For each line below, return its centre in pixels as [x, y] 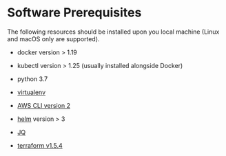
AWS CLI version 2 [44, 105]
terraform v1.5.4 [40, 145]
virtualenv [31, 92]
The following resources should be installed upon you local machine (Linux [113, 32]
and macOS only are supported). [53, 38]
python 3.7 [32, 79]
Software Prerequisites [74, 13]
